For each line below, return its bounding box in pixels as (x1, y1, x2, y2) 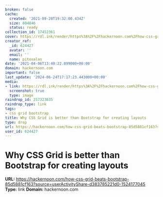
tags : (5, 106, 16, 112)
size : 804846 (9, 20, 36, 26)
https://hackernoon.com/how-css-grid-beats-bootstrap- (16, 176, 130, 182)
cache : (5, 12, 18, 16)
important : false (5, 70, 40, 75)
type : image (9, 93, 34, 98)
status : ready (9, 25, 38, 30)
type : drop (5, 120, 27, 125)
